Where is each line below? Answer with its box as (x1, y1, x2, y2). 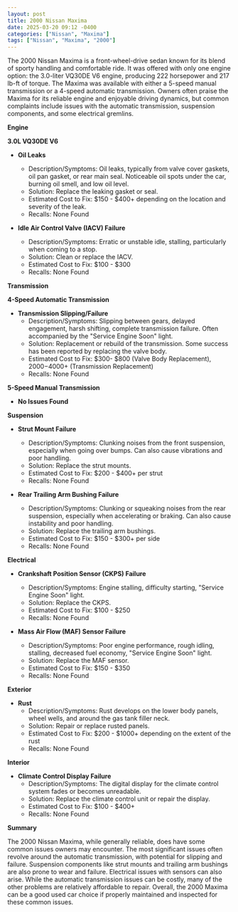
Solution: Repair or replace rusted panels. (28, 722, 150, 730)
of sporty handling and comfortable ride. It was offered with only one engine (7, 64, 231, 73)
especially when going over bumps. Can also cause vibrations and (28, 446, 222, 455)
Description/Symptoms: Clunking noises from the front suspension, (28, 439, 226, 447)
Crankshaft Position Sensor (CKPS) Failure (17, 570, 146, 578)
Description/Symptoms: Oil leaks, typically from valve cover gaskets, (28, 164, 229, 173)
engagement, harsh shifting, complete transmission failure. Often (28, 325, 219, 333)
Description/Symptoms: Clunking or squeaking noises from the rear (28, 504, 226, 513)
